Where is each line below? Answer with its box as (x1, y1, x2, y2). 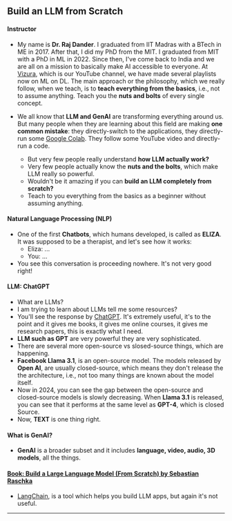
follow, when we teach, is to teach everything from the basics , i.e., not (17, 84, 220, 92)
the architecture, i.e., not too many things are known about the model (17, 371, 214, 379)
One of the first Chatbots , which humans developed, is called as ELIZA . (17, 230, 222, 238)
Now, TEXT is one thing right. (17, 415, 101, 423)
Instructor (7, 24, 37, 33)
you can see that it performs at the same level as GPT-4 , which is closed (17, 400, 224, 409)
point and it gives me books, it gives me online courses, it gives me (17, 320, 209, 328)
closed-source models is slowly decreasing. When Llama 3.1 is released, (17, 393, 224, 401)
